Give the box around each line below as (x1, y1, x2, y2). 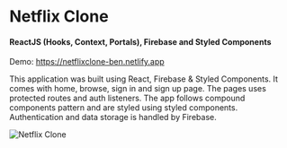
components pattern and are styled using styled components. (9, 102, 238, 113)
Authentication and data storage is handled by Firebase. (9, 112, 218, 123)
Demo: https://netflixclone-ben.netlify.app (9, 57, 165, 67)
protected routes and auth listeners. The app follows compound (9, 92, 246, 104)
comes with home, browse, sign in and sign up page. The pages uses (9, 83, 267, 94)
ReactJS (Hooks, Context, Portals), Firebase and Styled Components (9, 36, 272, 47)
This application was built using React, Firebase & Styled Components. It (9, 74, 279, 84)
